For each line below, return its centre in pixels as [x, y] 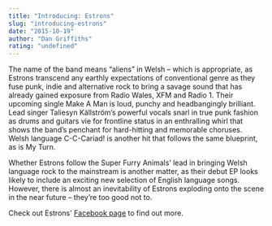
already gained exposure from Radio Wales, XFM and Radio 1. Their [121, 95]
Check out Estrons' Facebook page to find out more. [96, 213]
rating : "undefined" [43, 46]
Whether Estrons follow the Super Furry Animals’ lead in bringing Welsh [128, 163]
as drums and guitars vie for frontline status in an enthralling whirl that [126, 121]
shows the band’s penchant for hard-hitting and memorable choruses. [125, 130]
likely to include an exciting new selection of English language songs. [124, 180]
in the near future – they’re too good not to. [80, 198]
